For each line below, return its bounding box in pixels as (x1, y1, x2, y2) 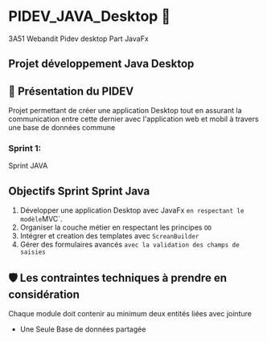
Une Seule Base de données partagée (19, 324, 146, 334)
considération (8, 287, 80, 301)
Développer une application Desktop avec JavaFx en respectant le (19, 206, 244, 215)
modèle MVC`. (19, 214, 63, 224)
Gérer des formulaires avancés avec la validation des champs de (19, 240, 240, 250)
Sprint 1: (8, 143, 42, 154)
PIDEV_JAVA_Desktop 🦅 (8, 7, 171, 26)
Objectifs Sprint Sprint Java (8, 184, 150, 197)
